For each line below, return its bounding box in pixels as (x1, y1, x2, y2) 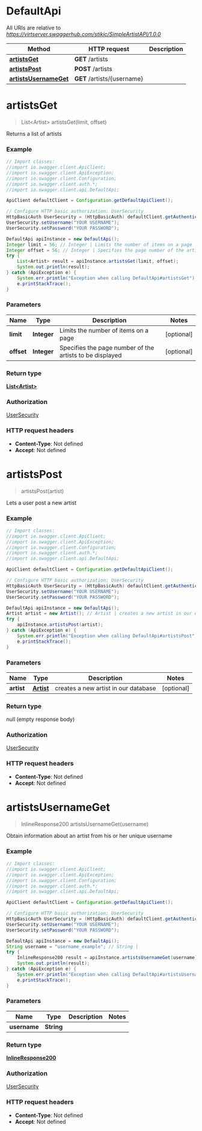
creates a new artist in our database (55, 684, 156, 692)
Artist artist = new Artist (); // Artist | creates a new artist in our (6, 610, 192, 617)
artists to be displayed (59, 351, 122, 359)
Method (27, 44, 50, 53)
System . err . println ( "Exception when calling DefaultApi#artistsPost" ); (17, 633, 200, 639)
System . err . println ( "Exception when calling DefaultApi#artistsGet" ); (17, 275, 198, 281)
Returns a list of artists (6, 130, 62, 137)
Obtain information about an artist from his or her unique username (6, 832, 173, 839)
